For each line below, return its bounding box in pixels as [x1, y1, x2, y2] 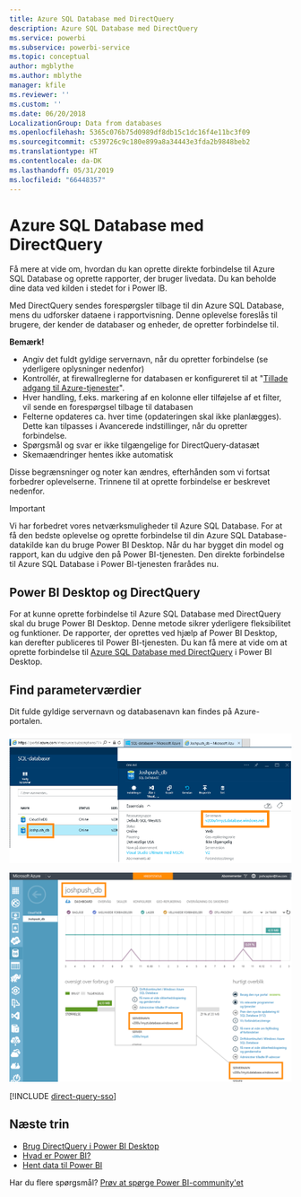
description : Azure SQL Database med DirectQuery [9, 23, 199, 33]
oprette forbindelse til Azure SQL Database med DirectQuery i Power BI [9, 647, 272, 658]
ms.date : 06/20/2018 [9, 109, 87, 118]
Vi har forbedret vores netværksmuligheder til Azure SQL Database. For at [9, 520, 283, 531]
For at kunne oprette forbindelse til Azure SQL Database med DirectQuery [9, 608, 281, 619]
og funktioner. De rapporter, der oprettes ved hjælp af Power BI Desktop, [9, 628, 278, 639]
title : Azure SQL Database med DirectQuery [9, 14, 175, 23]
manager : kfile [9, 81, 66, 90]
